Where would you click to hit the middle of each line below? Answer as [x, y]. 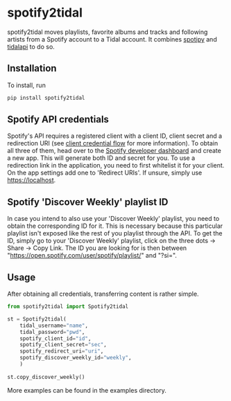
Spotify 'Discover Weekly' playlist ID [88, 202]
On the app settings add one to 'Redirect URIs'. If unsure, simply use [105, 173]
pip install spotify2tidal [46, 98]
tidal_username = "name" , [54, 326]
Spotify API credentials [58, 119]
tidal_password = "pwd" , [52, 332]
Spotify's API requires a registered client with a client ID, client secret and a [115, 136]
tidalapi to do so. [31, 46]
